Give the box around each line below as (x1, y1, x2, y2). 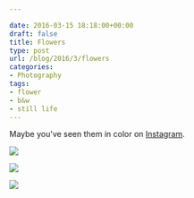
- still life (9, 104, 58, 113)
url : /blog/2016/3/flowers (9, 55, 110, 64)
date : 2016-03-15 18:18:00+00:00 (9, 21, 134, 30)
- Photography (9, 71, 63, 81)
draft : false (9, 29, 58, 39)
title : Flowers (9, 38, 66, 47)
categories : (9, 63, 54, 72)
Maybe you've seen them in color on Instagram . (9, 129, 185, 140)
